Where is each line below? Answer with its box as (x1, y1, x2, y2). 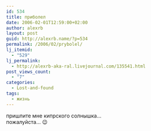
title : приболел (6, 14, 46, 20)
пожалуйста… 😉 (6, 118, 48, 125)
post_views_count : (6, 69, 51, 75)
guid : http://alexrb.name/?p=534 (6, 36, 88, 42)
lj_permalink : (6, 58, 41, 63)
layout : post (6, 31, 38, 36)
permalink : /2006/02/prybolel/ (6, 42, 83, 48)
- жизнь (11, 96, 31, 102)
